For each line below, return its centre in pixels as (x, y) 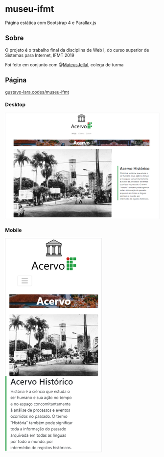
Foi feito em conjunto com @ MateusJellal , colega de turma (64, 64)
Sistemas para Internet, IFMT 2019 (40, 55)
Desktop (15, 105)
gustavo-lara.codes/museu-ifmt (37, 92)
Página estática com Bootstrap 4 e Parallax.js (51, 23)
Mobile (13, 230)
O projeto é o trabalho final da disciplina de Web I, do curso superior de (77, 50)
